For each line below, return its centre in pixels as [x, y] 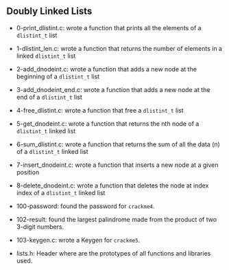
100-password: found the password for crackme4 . [85, 206]
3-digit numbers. [40, 227]
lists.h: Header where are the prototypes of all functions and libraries [113, 253]
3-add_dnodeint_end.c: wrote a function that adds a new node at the [113, 89]
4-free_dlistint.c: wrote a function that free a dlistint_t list [100, 110]
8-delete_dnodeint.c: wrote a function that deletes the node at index [112, 185]
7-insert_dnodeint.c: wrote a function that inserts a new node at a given [117, 165]
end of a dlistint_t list [49, 97]
